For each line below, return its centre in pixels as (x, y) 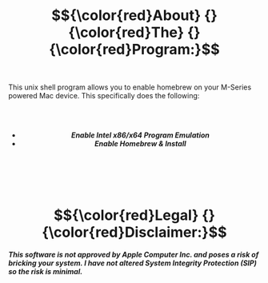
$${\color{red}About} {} (134, 16)
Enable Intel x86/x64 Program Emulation (140, 135)
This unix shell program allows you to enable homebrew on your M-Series (130, 87)
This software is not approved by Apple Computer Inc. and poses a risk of (134, 254)
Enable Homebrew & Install (140, 143)
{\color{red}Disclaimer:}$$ (134, 232)
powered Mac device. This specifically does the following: (104, 95)
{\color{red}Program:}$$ (134, 50)
